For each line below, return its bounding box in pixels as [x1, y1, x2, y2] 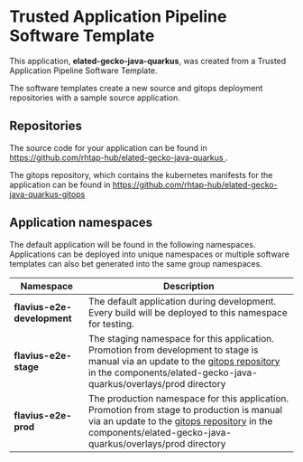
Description [162, 279, 215, 292]
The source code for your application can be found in [9, 142, 207, 153]
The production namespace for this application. [88, 391, 289, 404]
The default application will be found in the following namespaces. [9, 239, 256, 250]
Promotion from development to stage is [88, 344, 259, 356]
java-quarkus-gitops [9, 188, 86, 200]
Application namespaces [9, 215, 153, 231]
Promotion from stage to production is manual [88, 403, 282, 416]
